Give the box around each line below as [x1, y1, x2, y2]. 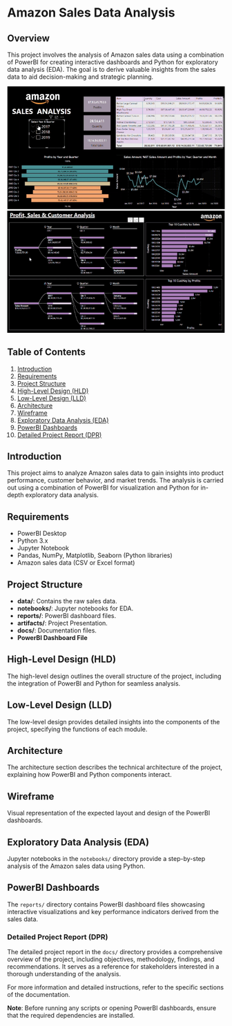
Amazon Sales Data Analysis [7, 5, 175, 21]
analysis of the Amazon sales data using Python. [7, 862, 146, 871]
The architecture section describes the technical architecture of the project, [7, 763, 223, 771]
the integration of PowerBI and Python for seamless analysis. [7, 679, 181, 688]
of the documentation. [7, 991, 70, 999]
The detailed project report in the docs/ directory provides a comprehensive [7, 948, 223, 956]
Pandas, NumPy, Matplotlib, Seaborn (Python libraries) [17, 551, 173, 560]
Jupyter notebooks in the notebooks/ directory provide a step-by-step [7, 855, 206, 863]
